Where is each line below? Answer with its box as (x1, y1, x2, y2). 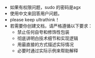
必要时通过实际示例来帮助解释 (17, 48, 78, 54)
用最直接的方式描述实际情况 (17, 42, 74, 47)
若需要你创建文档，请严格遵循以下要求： (9, 23, 93, 29)
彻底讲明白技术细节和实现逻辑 (17, 35, 78, 41)
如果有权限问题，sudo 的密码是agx (9, 4, 81, 10)
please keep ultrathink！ (9, 17, 60, 22)
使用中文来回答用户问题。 (9, 10, 62, 16)
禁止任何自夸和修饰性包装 (17, 29, 70, 35)
